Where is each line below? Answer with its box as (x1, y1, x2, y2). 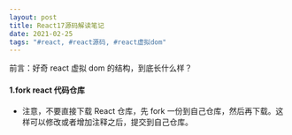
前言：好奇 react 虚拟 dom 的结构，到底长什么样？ (9, 63, 193, 73)
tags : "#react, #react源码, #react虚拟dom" (9, 37, 166, 47)
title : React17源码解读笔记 (9, 21, 104, 30)
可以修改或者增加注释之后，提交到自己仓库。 (29, 116, 193, 128)
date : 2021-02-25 (9, 29, 73, 38)
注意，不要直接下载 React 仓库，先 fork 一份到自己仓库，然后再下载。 (21, 106, 276, 116)
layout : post (9, 12, 58, 22)
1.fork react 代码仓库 (9, 85, 86, 95)
